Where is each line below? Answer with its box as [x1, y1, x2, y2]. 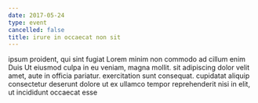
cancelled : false [8, 26, 65, 34]
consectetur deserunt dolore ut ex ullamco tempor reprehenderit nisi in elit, [8, 80, 251, 89]
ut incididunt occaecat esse [8, 87, 98, 98]
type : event [8, 19, 47, 27]
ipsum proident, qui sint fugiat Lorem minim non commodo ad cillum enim [8, 55, 245, 64]
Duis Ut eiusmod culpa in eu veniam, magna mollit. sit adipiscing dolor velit [8, 63, 249, 73]
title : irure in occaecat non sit [8, 33, 122, 41]
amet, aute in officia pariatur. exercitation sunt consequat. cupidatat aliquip [8, 71, 250, 80]
